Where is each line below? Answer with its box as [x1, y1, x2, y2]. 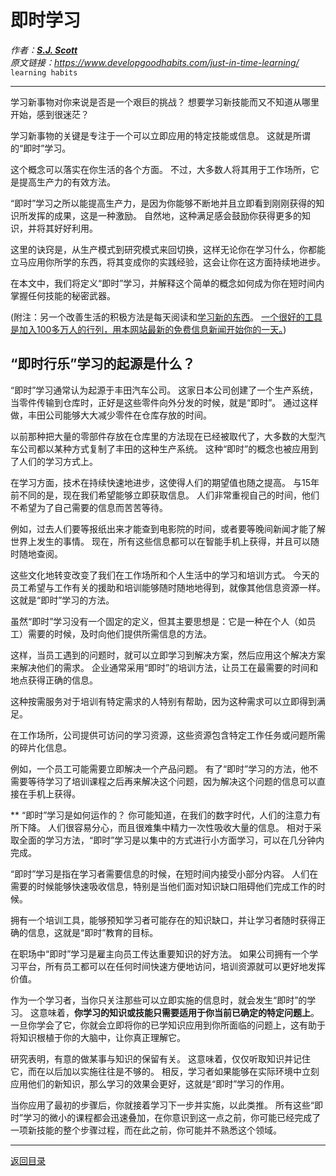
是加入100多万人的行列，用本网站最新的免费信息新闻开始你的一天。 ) [10, 323, 287, 335]
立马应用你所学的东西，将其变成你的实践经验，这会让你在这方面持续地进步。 [10, 256, 326, 268]
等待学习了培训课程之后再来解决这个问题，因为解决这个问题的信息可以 [27, 775, 317, 787]
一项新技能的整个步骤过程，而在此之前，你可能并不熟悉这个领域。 [10, 1124, 282, 1136]
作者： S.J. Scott [10, 44, 78, 56]
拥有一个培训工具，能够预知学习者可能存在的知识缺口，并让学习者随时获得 [10, 914, 317, 926]
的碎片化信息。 [10, 741, 72, 753]
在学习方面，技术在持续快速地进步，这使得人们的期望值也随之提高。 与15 [10, 476, 311, 488]
